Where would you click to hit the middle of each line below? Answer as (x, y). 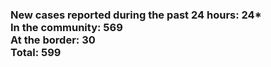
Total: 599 (36, 52)
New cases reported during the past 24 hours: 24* (136, 15)
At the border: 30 (53, 40)
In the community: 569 (66, 27)
